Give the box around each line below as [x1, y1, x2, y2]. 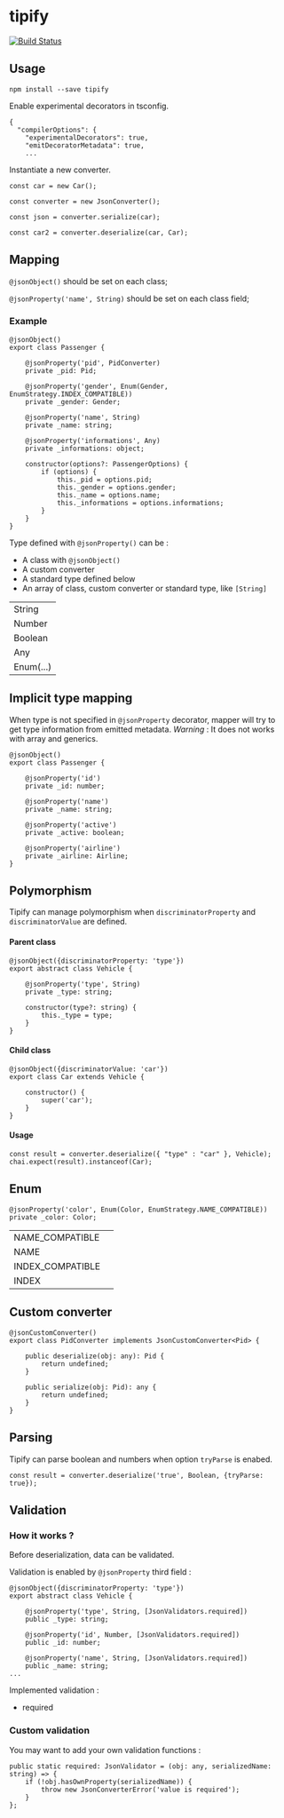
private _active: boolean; [25, 828, 125, 837]
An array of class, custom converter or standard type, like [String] [21, 583, 268, 593]
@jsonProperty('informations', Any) [25, 436, 162, 445]
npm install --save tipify [9, 84, 109, 94]
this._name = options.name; [56, 490, 162, 499]
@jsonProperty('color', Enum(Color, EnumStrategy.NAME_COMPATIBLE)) [9, 1205, 268, 1214]
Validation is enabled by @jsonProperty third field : [9, 1567, 192, 1577]
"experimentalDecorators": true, [25, 133, 149, 142]
